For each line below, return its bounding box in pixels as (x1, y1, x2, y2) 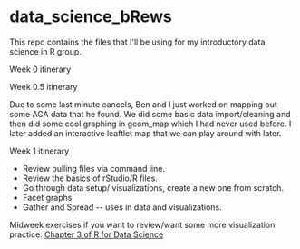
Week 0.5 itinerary (9, 81, 78, 92)
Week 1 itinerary (9, 145, 70, 156)
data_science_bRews (9, 6, 172, 27)
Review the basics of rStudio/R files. (22, 173, 159, 184)
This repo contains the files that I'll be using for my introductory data (9, 36, 266, 47)
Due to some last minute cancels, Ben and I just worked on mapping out (9, 98, 278, 110)
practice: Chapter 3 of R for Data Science (9, 229, 164, 240)
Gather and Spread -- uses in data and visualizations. (22, 202, 222, 213)
